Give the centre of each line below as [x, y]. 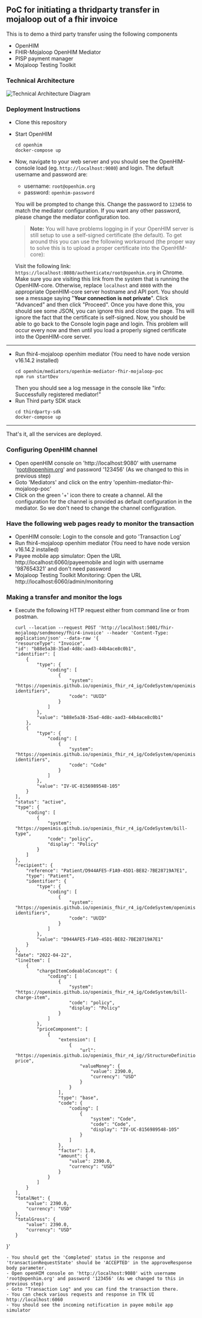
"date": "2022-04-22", [43, 955]
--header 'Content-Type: [138, 633]
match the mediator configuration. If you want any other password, [98, 211]
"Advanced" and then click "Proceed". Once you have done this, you [100, 305]
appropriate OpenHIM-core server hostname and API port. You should [102, 292]
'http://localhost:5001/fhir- [136, 628]
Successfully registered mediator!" [58, 394]
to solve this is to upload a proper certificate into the [95, 248]
